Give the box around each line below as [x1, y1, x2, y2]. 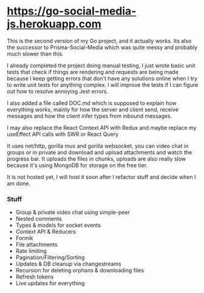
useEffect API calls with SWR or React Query [7, 130, 119, 138]
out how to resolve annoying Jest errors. [7, 87, 109, 95]
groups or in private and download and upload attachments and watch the [7, 149, 192, 156]
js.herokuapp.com [7, 17, 102, 31]
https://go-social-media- [7, 4, 137, 18]
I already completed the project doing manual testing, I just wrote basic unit [7, 62, 195, 69]
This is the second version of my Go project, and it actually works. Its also [7, 37, 192, 44]
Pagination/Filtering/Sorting [15, 254, 85, 261]
